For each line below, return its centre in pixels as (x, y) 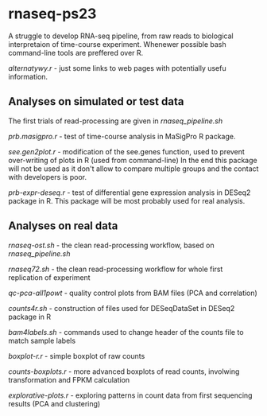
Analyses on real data (63, 226)
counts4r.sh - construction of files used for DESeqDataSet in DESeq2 (122, 308)
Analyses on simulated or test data (96, 101)
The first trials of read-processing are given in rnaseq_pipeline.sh (116, 121)
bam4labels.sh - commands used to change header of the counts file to (126, 332)
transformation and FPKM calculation (69, 379)
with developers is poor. (48, 177)
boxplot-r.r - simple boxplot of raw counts (77, 356)
